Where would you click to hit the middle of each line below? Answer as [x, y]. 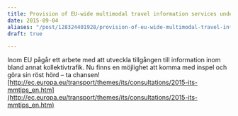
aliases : [20, 27]
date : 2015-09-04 [33, 21]
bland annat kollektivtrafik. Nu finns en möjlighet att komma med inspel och [117, 67]
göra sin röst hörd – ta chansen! [54, 75]
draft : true [25, 34]
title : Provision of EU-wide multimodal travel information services [112, 14]
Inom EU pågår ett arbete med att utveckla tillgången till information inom [114, 60]
